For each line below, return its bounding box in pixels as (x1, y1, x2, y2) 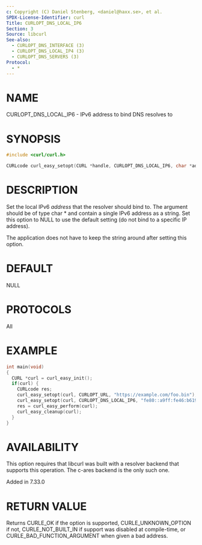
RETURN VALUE (6, 499, 87, 513)
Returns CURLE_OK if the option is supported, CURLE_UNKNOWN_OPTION (6, 520, 191, 527)
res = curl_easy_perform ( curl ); (17, 403, 98, 409)
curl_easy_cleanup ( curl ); (17, 409, 82, 415)
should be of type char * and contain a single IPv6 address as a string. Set (6, 209, 191, 217)
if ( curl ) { (11, 381, 39, 387)
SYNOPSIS (6, 132, 61, 145)
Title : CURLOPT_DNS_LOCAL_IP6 (6, 20, 82, 26)
